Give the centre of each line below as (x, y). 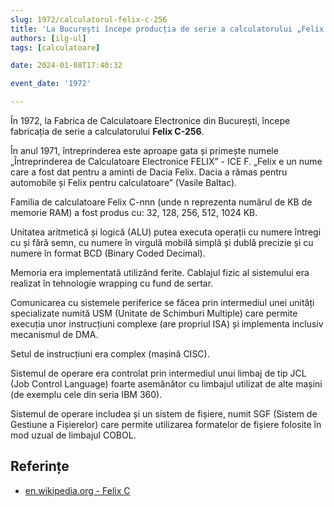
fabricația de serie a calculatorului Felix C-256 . (107, 131)
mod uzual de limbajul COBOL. (73, 435)
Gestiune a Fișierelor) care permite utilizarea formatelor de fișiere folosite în (166, 424)
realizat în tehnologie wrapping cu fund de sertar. (112, 283)
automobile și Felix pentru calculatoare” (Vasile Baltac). (124, 182)
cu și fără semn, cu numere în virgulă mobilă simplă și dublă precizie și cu (162, 242)
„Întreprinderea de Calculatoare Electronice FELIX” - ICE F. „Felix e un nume (166, 161)
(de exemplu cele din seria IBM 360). (86, 394)
